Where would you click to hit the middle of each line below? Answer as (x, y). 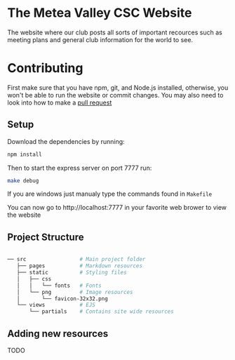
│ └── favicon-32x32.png (62, 299)
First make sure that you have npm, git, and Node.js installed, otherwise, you (118, 87)
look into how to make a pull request (60, 102)
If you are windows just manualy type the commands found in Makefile (110, 194)
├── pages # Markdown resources (79, 266)
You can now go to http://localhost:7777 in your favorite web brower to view (117, 208)
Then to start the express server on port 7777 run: (80, 168)
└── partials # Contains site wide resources (101, 312)
